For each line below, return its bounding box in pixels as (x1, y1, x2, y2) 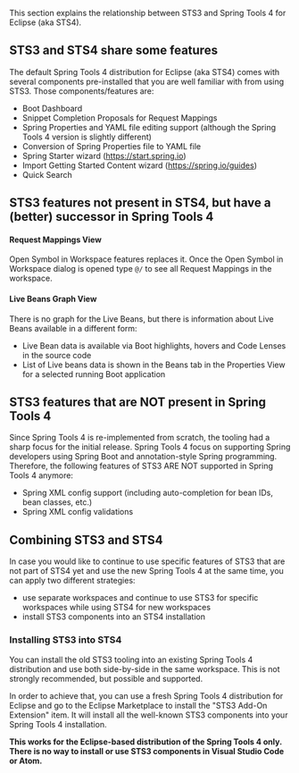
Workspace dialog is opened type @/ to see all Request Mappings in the (9, 264, 272, 274)
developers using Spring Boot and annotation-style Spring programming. (9, 451, 278, 462)
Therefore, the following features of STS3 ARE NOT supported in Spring (9, 460, 274, 472)
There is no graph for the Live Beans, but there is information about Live (9, 313, 274, 324)
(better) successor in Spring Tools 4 (9, 209, 214, 224)
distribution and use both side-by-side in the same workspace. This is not (9, 663, 280, 674)
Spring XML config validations (21, 507, 134, 517)
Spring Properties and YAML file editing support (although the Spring (21, 122, 277, 132)
